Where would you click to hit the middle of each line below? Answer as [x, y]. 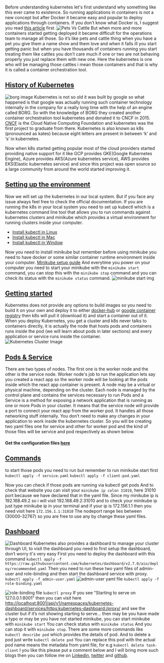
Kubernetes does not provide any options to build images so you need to [78, 305]
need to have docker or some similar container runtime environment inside [80, 257]
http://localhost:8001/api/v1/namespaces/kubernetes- [59, 603]
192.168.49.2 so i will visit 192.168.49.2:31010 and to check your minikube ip [81, 500]
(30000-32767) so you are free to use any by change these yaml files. [76, 516]
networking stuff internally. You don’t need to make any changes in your [78, 416]
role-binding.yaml [24, 584]
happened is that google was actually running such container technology [79, 102]
